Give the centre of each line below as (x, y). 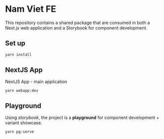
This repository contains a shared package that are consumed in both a (78, 23)
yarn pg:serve (20, 132)
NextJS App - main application (36, 82)
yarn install (18, 55)
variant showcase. (24, 123)
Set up (15, 43)
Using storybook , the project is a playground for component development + (82, 118)
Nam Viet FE (31, 9)
